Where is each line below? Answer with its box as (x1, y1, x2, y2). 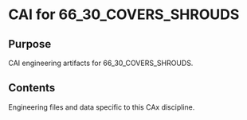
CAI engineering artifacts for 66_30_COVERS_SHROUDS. (8, 58, 194, 68)
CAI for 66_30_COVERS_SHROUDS (8, 6, 240, 24)
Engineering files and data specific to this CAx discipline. (8, 102, 195, 112)
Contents (8, 81, 56, 95)
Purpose (8, 37, 52, 51)
